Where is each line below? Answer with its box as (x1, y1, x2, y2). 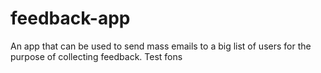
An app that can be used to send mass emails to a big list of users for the (10, 40, 312, 52)
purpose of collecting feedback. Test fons (10, 50, 183, 62)
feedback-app (10, 7, 131, 30)
